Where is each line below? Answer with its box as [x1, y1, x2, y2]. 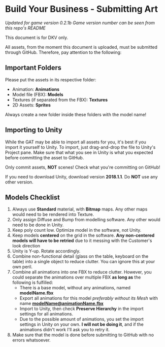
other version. [5, 179, 33, 185]
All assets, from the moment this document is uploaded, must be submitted [5, 44, 158, 50]
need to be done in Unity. [12, 222, 64, 228]
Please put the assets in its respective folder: [5, 76, 97, 82]
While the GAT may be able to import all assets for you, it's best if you [5, 139, 146, 145]
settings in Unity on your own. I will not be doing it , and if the [19, 321, 144, 327]
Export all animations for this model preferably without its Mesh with [19, 295, 158, 301]
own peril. [12, 264, 33, 270]
